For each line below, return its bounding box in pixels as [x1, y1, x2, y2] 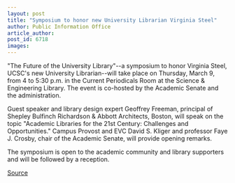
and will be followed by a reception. [7, 155, 110, 164]
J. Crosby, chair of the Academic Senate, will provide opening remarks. [7, 134, 212, 143]
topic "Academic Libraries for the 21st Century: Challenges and [7, 120, 189, 127]
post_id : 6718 [7, 36, 49, 43]
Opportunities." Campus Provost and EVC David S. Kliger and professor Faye [7, 127, 228, 135]
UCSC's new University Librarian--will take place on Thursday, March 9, [7, 69, 215, 77]
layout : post [7, 10, 45, 17]
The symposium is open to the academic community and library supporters [7, 148, 225, 156]
